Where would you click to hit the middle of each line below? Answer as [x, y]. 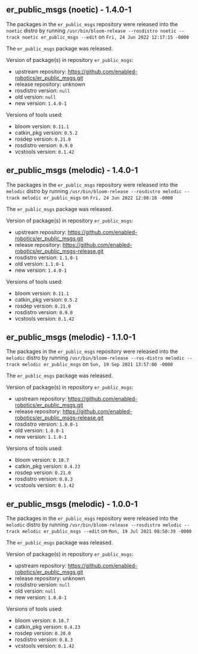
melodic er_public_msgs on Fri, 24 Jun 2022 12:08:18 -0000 [97, 197]
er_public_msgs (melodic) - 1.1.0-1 [71, 337]
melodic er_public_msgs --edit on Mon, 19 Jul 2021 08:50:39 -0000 [107, 531]
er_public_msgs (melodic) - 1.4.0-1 [72, 170]
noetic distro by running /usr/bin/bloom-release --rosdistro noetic [92, 30]
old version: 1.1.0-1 [39, 264]
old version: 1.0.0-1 [39, 430]
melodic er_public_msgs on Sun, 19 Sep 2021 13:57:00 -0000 [97, 364]
